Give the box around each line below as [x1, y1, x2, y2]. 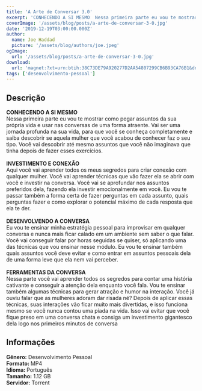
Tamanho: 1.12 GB [6, 372, 51, 380]
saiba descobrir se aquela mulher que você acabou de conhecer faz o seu [6, 134, 191, 142]
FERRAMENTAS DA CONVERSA [6, 269, 86, 276]
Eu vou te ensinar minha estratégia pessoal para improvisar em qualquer [6, 224, 186, 231]
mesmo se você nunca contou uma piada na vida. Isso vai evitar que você [6, 307, 189, 314]
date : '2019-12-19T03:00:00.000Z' [6, 25, 93, 32]
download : [6, 59, 31, 65]
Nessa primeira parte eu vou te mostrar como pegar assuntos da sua [6, 115, 177, 122]
